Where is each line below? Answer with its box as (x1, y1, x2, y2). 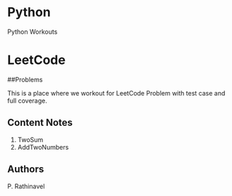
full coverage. (7, 96, 47, 105)
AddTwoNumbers (17, 143, 69, 151)
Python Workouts (7, 27, 58, 36)
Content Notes (7, 117, 73, 129)
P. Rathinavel (7, 182, 45, 190)
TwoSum (17, 135, 44, 144)
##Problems (7, 75, 43, 84)
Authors (7, 163, 44, 176)
